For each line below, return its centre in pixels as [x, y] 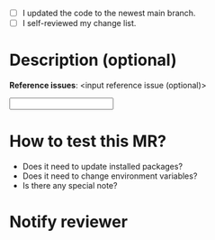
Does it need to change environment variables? [110, 176]
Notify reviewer [69, 222]
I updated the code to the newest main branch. [109, 13]
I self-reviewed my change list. [79, 23]
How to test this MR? [88, 141]
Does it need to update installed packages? [102, 166]
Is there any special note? [70, 185]
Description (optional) [93, 60]
